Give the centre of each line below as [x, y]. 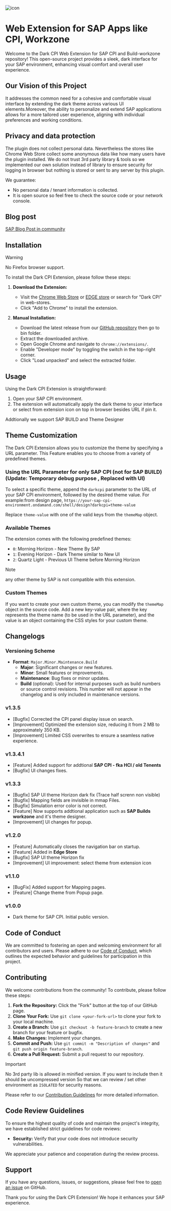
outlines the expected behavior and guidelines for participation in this [78, 956]
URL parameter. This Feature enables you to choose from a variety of [78, 453]
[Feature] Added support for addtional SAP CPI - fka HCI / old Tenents [87, 765]
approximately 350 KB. [37, 730]
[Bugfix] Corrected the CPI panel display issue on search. [73, 719]
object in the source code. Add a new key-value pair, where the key [76, 609]
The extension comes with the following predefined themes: [68, 539]
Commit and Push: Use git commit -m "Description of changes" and [86, 1043]
